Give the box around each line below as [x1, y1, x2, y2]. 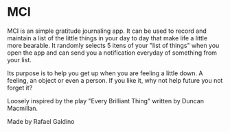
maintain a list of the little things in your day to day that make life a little [7, 34, 208, 42]
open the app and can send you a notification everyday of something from [7, 49, 218, 57]
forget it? [7, 83, 33, 92]
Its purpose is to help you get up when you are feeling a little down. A [7, 69, 203, 77]
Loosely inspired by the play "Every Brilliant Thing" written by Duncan [7, 96, 205, 105]
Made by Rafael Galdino [7, 117, 75, 125]
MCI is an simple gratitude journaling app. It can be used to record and [7, 27, 207, 35]
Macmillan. [7, 104, 38, 112]
